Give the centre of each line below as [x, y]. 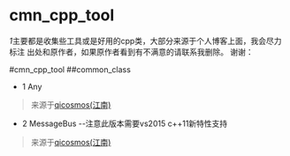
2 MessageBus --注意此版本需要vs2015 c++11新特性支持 [125, 123]
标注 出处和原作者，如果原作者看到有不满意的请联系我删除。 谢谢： [131, 52]
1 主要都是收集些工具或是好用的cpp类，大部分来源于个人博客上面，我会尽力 [145, 41]
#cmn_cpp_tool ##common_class [70, 69]
